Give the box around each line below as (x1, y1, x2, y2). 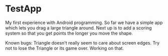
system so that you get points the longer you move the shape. (5, 30, 133, 36)
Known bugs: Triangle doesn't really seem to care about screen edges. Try (5, 39, 159, 45)
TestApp (5, 3, 42, 14)
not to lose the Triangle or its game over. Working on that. (5, 45, 124, 51)
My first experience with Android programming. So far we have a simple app (5, 19, 163, 25)
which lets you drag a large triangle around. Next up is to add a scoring (5, 24, 152, 30)
